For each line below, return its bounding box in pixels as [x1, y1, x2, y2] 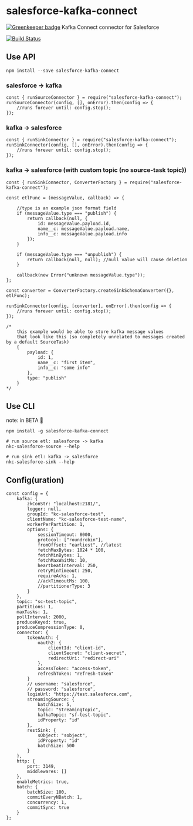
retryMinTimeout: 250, [37, 568, 93, 574]
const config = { [6, 491, 49, 497]
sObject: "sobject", [37, 732, 88, 739]
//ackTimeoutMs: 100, [37, 578, 91, 584]
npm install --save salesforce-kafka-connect [6, 68, 119, 74]
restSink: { [27, 728, 57, 734]
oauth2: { [37, 640, 62, 646]
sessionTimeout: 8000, [37, 532, 93, 538]
